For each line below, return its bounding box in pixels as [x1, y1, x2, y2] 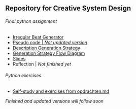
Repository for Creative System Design [5, 4, 131, 13]
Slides [12, 55, 26, 61]
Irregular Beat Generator [12, 34, 64, 40]
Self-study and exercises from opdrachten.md [12, 88, 110, 94]
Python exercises [5, 72, 42, 79]
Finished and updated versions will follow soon [5, 98, 104, 104]
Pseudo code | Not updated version [12, 39, 88, 45]
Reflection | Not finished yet [12, 61, 71, 67]
